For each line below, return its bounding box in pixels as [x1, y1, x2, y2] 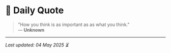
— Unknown [17, 26, 45, 33]
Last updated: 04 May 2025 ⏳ [5, 42, 69, 48]
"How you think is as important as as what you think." [17, 21, 130, 28]
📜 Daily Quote [5, 5, 64, 16]
